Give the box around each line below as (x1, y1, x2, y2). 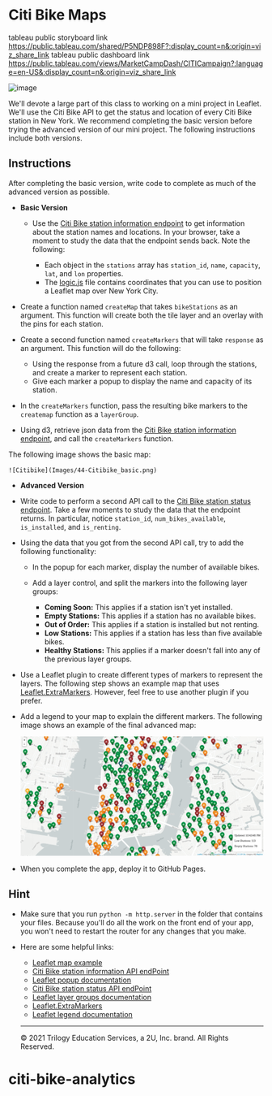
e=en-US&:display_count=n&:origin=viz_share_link (8, 67, 176, 76)
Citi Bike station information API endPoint (32, 966, 170, 976)
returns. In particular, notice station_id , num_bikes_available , (19, 513, 227, 523)
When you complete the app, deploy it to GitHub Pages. (19, 864, 206, 873)
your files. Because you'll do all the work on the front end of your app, (19, 917, 254, 927)
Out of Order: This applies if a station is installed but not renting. (44, 619, 260, 629)
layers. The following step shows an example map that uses (19, 678, 220, 688)
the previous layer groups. (44, 654, 132, 664)
